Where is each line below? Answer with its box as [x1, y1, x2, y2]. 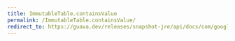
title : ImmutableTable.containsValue [7, 10, 117, 17]
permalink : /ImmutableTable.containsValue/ [7, 17, 136, 24]
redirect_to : [7, 23, 45, 30]
